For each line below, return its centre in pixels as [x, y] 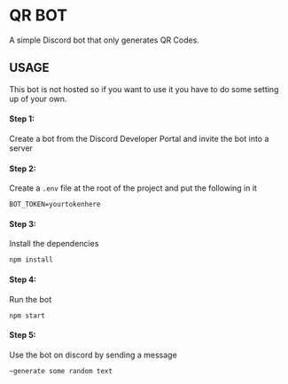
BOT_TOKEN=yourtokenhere [55, 205]
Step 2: [23, 168]
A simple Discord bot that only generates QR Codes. [104, 40]
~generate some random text [61, 371]
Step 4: [23, 279]
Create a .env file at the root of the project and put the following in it [133, 188]
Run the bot [31, 299]
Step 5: [23, 335]
